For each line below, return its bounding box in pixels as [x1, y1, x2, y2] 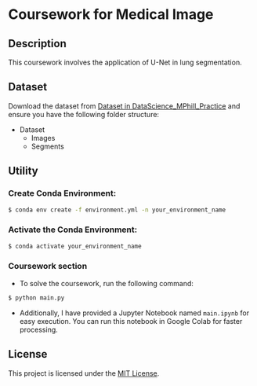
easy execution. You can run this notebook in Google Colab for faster [19, 316, 243, 325]
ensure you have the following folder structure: [8, 109, 159, 119]
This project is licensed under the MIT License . [8, 368, 160, 378]
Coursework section [8, 261, 88, 272]
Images [31, 133, 56, 142]
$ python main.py [8, 293, 65, 302]
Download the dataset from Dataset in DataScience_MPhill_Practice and [8, 101, 241, 111]
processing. [19, 325, 59, 334]
